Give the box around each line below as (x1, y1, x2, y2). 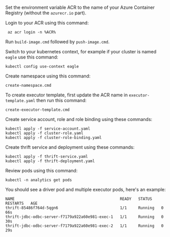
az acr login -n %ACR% (7, 30, 56, 35)
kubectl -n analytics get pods (5, 177, 72, 183)
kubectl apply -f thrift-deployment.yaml (5, 159, 95, 164)
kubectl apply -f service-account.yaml (5, 126, 91, 131)
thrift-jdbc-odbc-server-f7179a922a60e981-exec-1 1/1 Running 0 (5, 214, 164, 220)
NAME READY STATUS (5, 196, 153, 202)
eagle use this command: (5, 54, 58, 60)
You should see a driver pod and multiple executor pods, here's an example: (5, 187, 166, 192)
